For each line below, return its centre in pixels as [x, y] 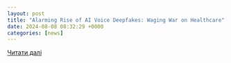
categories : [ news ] [35, 33]
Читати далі [25, 53]
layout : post [26, 13]
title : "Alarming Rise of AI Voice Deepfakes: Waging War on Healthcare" [116, 20]
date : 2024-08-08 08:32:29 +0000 [55, 26]
